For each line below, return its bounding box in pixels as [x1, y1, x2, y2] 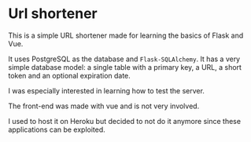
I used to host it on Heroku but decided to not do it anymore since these [8, 116, 242, 126]
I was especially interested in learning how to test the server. [8, 86, 205, 95]
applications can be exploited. [8, 125, 106, 134]
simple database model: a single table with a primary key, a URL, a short [8, 62, 242, 71]
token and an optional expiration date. [8, 71, 131, 80]
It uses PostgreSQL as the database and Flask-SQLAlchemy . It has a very [8, 54, 241, 64]
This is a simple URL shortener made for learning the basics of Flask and [8, 31, 244, 40]
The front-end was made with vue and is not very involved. [8, 101, 200, 111]
